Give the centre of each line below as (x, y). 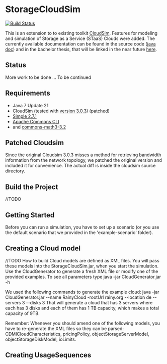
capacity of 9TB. (23, 313)
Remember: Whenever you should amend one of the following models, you (82, 323)
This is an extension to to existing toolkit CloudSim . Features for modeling (81, 33)
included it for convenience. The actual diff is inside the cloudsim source (80, 166)
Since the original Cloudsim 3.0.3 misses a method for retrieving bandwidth (83, 155)
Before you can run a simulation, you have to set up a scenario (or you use (82, 227)
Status (16, 65)
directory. (15, 171)
